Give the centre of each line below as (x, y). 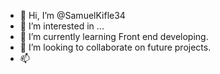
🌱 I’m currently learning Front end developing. (114, 36)
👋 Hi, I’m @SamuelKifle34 (72, 15)
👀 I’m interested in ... (62, 26)
